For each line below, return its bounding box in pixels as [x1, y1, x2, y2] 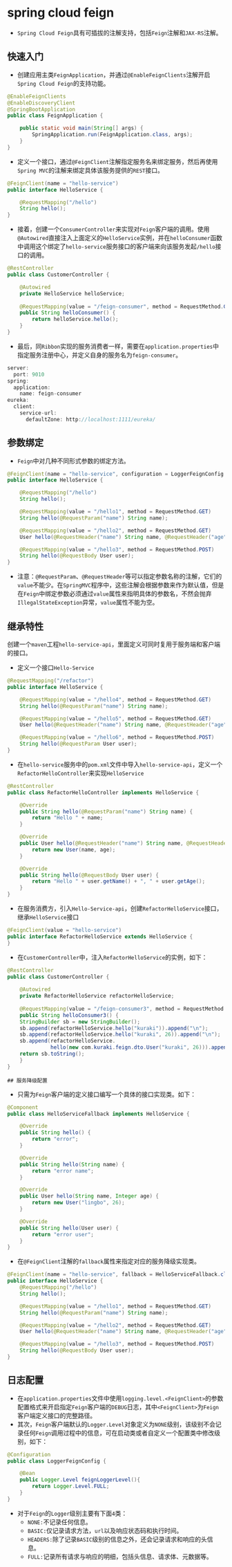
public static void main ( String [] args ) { [19, 125, 144, 132]
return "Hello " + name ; [32, 814, 104, 821]
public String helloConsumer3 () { [19, 1011, 119, 1018]
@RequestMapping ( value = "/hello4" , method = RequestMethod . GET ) [19, 696, 212, 703]
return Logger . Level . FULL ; [32, 1483, 110, 1490]
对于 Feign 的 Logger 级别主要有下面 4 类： [17, 1509, 128, 1517]
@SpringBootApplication [7, 106, 76, 113]
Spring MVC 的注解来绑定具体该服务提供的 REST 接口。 [17, 166, 164, 174]
